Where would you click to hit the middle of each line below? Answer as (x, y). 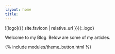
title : (12, 14)
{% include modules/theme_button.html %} (48, 47)
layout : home (18, 9)
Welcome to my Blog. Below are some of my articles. (58, 37)
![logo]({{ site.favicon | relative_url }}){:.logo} (50, 28)
